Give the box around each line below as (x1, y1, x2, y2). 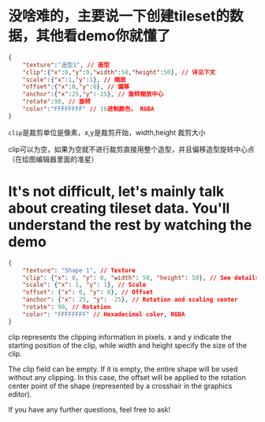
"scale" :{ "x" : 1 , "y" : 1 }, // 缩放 (22, 76, 126, 84)
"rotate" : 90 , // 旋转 (22, 98, 91, 106)
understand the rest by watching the (8, 217, 252, 234)
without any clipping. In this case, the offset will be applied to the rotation (8, 372, 246, 382)
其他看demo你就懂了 (35, 27, 171, 45)
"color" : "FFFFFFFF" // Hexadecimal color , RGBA (22, 310, 185, 318)
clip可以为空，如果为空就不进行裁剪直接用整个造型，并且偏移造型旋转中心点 (8, 144, 255, 154)
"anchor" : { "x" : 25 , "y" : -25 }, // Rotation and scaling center (22, 296, 238, 304)
